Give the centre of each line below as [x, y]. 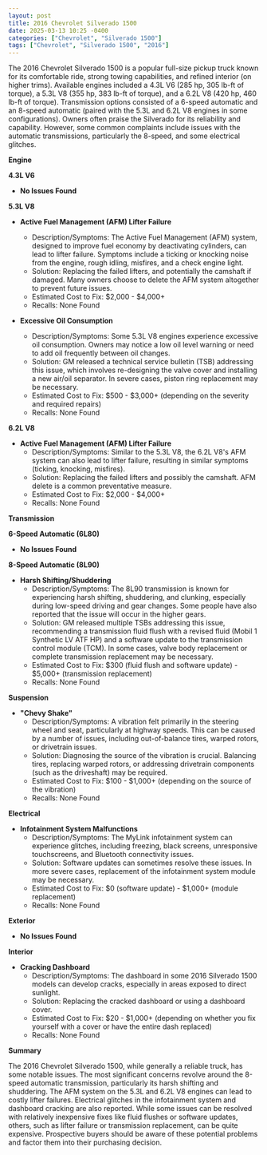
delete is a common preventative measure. [102, 486]
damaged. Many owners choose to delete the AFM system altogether [145, 280]
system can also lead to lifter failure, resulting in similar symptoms [140, 461]
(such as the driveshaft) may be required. [100, 772]
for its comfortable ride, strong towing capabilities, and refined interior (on [130, 77]
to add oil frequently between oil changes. [101, 353]
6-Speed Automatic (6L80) [54, 534]
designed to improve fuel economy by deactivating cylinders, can [139, 246]
